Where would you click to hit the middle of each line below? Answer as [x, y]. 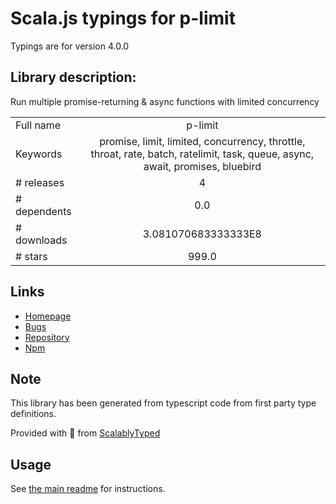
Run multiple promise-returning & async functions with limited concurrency [165, 101]
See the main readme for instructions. [88, 489]
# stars [31, 256]
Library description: [73, 77]
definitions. [33, 414]
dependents [43, 211]
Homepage [48, 316]
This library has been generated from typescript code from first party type [163, 403]
